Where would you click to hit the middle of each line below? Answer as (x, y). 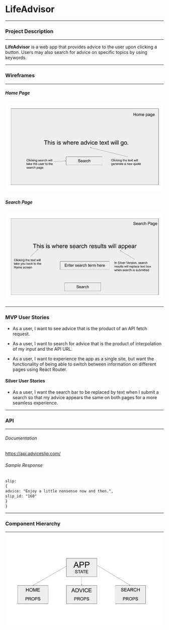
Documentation (21, 438)
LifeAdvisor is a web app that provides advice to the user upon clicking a (81, 47)
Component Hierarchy (33, 524)
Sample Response (24, 465)
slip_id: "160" (21, 496)
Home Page (18, 93)
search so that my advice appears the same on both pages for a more (85, 397)
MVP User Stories (27, 318)
